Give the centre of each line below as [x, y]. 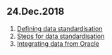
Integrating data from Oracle [58, 43]
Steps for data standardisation [61, 36]
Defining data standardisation [60, 28]
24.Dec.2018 [36, 12]
